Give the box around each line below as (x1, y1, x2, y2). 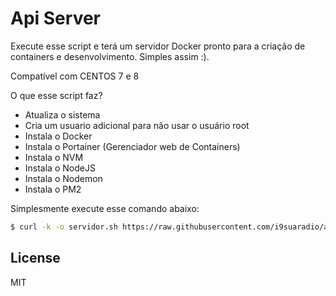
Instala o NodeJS (24, 162, 96, 174)
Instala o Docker (24, 130, 93, 142)
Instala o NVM (24, 151, 84, 163)
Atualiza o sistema (24, 108, 101, 121)
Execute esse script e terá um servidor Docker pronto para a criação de (10, 40, 306, 52)
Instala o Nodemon (24, 172, 103, 184)
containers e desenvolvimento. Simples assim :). (10, 50, 210, 62)
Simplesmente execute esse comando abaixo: (10, 202, 200, 214)
